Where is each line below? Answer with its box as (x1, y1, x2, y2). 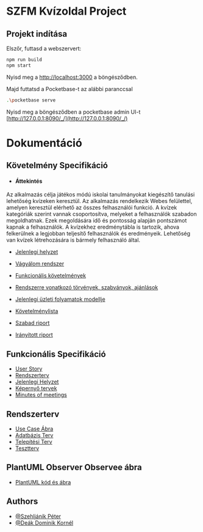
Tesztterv (15, 445, 40, 452)
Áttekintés (15, 177, 43, 185)
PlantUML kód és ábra (15, 478, 71, 486)
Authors (6, 497, 38, 507)
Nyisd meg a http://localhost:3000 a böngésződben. (6, 73, 138, 81)
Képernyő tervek (15, 385, 57, 392)
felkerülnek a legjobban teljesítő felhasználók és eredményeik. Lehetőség (6, 230, 191, 237)
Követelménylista (15, 308, 59, 315)
